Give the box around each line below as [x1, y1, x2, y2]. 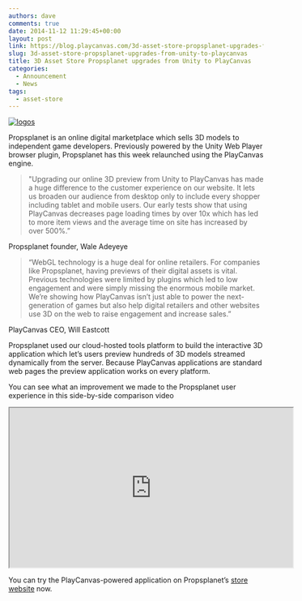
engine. [8, 159, 34, 169]
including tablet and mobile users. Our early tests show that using [28, 200, 248, 210]
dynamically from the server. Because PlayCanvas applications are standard [8, 358, 262, 367]
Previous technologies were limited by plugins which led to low [28, 275, 238, 285]
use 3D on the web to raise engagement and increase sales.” [28, 309, 232, 319]
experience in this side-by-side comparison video [8, 391, 174, 401]
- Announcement [15, 72, 67, 80]
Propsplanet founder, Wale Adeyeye [8, 242, 128, 251]
